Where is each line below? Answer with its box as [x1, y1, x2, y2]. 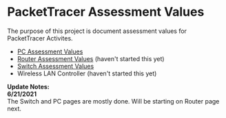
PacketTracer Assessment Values [7, 4, 205, 20]
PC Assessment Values [17, 47, 83, 56]
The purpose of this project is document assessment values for [7, 27, 187, 35]
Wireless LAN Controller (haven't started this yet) [17, 69, 157, 78]
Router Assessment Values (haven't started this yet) [17, 54, 165, 62]
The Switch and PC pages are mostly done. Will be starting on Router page [7, 97, 220, 105]
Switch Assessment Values [17, 62, 94, 70]
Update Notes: [7, 82, 50, 91]
